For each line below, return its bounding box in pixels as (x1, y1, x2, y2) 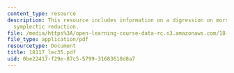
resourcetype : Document (7, 42, 77, 49)
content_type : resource (7, 10, 77, 17)
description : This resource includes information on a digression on (7, 17, 214, 24)
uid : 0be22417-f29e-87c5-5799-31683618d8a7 (7, 56, 136, 63)
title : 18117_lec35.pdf (7, 49, 77, 56)
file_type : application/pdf (7, 36, 89, 43)
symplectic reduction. (13, 23, 79, 30)
